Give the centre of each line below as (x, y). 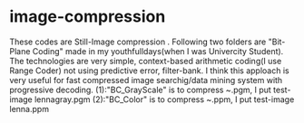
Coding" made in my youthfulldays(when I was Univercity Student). (158, 51)
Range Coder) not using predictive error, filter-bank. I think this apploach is (149, 71)
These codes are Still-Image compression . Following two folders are (138, 42)
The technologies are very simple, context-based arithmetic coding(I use (146, 61)
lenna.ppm (29, 109)
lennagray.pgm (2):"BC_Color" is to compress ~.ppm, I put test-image (165, 99)
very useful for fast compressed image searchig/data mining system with (146, 80)
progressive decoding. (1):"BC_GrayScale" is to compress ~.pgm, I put (141, 90)
